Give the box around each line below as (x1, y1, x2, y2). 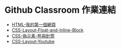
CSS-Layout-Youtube (11, 38, 55, 44)
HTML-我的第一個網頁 (11, 22, 56, 27)
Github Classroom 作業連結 (4, 4, 116, 16)
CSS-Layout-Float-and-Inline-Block (11, 27, 84, 33)
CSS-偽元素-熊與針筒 (11, 33, 55, 39)
